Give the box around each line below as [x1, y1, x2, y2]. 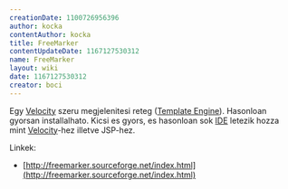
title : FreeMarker [9, 38, 79, 48]
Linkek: [9, 142, 36, 153]
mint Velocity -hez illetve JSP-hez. [9, 124, 136, 136]
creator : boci [9, 80, 63, 90]
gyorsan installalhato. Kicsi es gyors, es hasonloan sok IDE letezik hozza [9, 115, 280, 126]
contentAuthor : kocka [9, 30, 91, 39]
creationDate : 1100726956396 [9, 13, 120, 23]
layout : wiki [9, 64, 59, 73]
